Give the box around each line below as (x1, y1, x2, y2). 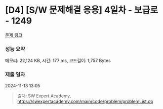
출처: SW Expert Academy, (17, 93, 71, 99)
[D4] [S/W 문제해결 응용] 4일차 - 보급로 (5, 4, 159, 16)
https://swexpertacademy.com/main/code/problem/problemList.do (17, 98, 154, 104)
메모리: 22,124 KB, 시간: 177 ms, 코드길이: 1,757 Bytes (5, 57, 111, 64)
